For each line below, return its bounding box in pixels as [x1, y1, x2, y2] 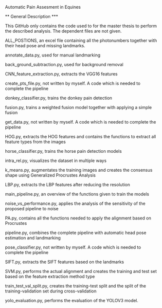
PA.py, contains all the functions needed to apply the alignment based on [5, 215, 152, 221]
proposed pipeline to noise [5, 206, 59, 211]
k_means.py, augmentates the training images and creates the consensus [5, 167, 153, 173]
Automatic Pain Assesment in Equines [5, 4, 81, 10]
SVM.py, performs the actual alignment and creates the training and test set [5, 269, 157, 274]
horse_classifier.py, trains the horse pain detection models [5, 148, 122, 154]
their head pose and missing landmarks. [5, 43, 86, 48]
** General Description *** [5, 14, 58, 19]
